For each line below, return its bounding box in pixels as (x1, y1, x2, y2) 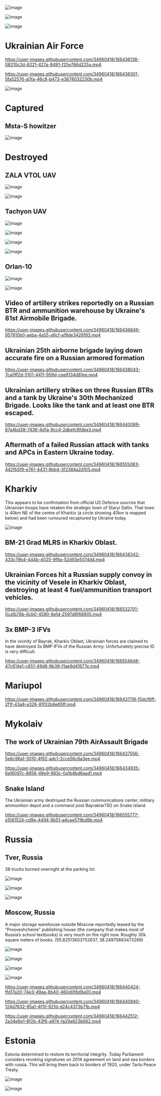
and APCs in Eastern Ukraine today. (5, 448, 115, 456)
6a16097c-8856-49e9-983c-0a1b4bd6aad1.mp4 (5, 770, 102, 776)
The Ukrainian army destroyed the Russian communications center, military (5, 797, 155, 803)
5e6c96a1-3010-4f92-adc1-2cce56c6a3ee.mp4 (5, 756, 101, 762)
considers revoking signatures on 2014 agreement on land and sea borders (5, 1056, 155, 1062)
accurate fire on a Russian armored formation (5, 354, 145, 362)
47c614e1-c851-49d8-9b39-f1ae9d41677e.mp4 (5, 663, 100, 669)
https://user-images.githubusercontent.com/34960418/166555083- (5, 461, 140, 467)
